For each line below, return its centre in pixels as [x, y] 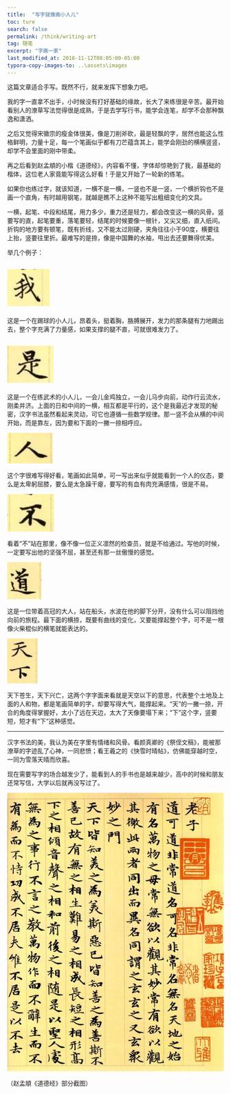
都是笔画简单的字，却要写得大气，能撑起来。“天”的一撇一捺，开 [133, 704]
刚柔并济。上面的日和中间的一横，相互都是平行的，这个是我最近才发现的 [109, 406]
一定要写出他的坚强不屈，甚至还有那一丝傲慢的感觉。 [82, 553]
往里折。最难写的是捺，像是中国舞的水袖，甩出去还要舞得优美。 [127, 237]
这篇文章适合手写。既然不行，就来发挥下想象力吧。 [79, 87]
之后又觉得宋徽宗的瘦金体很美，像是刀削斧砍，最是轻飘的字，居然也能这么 [112, 133]
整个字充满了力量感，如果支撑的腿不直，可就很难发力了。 [100, 329]
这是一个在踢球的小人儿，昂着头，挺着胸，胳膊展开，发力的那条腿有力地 [109, 320]
